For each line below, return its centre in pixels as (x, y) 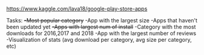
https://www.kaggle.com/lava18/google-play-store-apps (77, 9)
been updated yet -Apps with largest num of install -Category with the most (101, 27)
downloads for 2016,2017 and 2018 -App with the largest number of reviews (101, 33)
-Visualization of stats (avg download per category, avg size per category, (99, 40)
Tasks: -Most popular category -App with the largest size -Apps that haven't (102, 20)
